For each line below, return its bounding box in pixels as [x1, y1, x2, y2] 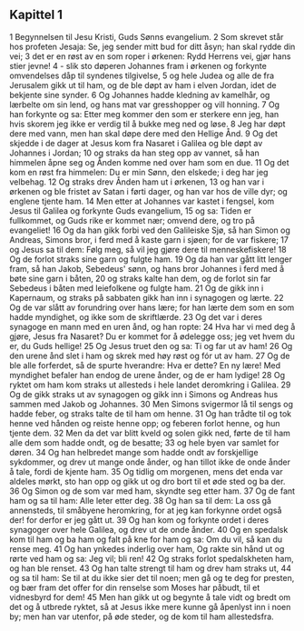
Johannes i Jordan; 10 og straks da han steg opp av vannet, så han [9, 147, 260, 158]
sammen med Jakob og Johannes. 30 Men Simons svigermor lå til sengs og [9, 398, 293, 409]
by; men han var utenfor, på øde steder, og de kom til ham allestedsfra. [9, 611, 274, 622]
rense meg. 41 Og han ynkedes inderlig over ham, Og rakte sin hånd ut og [9, 543, 285, 554]
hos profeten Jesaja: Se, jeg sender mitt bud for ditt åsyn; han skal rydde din [9, 41, 296, 52]
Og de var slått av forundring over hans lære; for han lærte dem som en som [9, 302, 295, 313]
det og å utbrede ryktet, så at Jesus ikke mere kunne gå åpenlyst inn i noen [9, 601, 291, 612]
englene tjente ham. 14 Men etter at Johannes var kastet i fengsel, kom [9, 195, 275, 206]
